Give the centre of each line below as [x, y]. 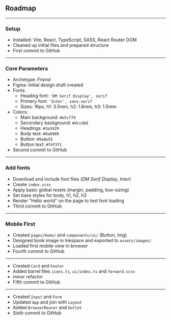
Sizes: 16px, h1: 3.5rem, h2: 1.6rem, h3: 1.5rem [68, 107]
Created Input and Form [37, 297]
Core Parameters [27, 69]
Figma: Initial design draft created [48, 85]
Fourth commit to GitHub [38, 251]
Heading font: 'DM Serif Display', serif [64, 96]
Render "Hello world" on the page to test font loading [68, 200]
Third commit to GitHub [37, 206]
